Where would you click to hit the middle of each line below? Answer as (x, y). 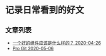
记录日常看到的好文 (45, 10)
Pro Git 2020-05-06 (33, 48)
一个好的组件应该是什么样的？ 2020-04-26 (56, 43)
